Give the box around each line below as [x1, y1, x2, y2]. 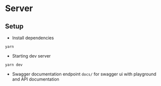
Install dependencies [12, 35, 54, 41]
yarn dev [5, 62, 23, 67]
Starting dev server [12, 53, 51, 58]
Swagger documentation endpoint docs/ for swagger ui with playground [12, 71, 157, 77]
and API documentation [12, 76, 59, 82]
